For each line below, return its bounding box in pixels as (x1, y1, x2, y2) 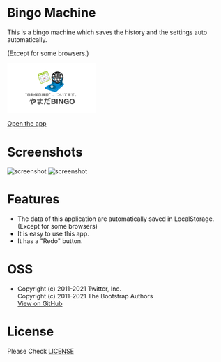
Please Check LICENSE (7, 347, 75, 356)
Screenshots (7, 144, 83, 160)
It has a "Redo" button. (17, 237, 83, 245)
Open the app (7, 120, 47, 128)
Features (7, 191, 60, 208)
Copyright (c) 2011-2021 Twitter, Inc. (17, 284, 122, 293)
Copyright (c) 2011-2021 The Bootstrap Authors (17, 292, 153, 301)
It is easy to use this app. (17, 229, 89, 238)
